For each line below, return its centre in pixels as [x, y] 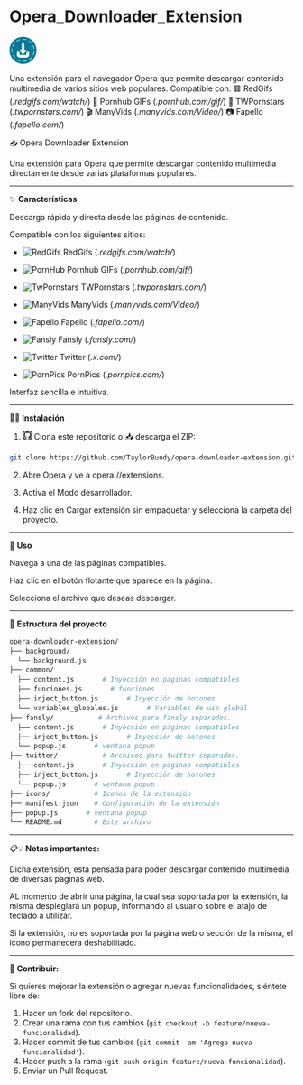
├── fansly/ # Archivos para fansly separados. [120, 718]
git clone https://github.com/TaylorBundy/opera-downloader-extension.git [153, 458]
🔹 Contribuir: [34, 969]
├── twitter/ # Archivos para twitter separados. [125, 756]
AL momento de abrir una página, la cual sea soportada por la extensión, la [149, 896]
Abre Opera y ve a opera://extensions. [93, 475]
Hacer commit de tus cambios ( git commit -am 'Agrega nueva [137, 1042]
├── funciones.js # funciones [86, 689]
